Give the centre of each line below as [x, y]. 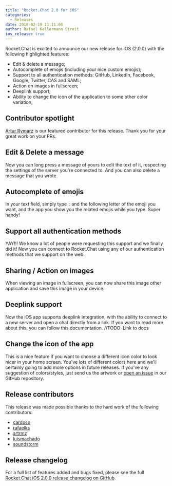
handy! [13, 215]
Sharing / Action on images [50, 270]
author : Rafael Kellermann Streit [42, 29]
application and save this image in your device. [55, 289]
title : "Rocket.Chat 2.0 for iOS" [42, 10]
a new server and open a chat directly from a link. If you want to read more [84, 322]
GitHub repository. [25, 378]
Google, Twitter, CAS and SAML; [47, 80]
